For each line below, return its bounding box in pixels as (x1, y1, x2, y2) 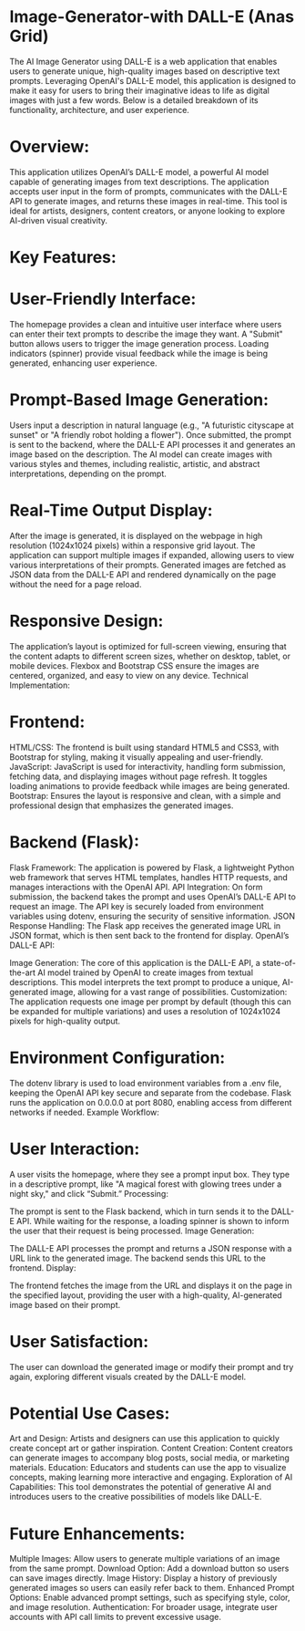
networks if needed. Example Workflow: (9, 1106, 159, 1117)
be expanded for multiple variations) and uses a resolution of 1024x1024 (9, 1005, 280, 1016)
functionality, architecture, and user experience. (9, 104, 189, 115)
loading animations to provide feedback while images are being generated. (9, 780, 290, 791)
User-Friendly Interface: (9, 289, 197, 309)
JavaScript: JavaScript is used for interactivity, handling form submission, (9, 761, 286, 772)
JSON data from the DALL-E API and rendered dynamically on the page (9, 568, 277, 580)
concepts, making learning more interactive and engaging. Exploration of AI (9, 1471, 293, 1483)
